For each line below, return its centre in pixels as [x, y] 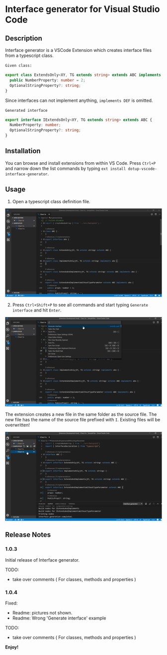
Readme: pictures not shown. [42, 613]
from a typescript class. [29, 55]
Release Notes [28, 535]
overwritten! [18, 425]
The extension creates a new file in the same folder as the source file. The [81, 414]
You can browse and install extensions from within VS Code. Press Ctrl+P [81, 163]
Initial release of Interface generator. [42, 560]
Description [24, 38]
